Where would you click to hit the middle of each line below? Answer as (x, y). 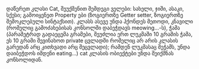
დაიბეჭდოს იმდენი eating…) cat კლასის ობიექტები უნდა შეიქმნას (90, 53)
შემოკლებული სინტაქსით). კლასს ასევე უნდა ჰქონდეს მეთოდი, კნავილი (100, 21)
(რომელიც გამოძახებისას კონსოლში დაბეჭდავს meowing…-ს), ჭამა (93, 28)
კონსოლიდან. (24, 60)
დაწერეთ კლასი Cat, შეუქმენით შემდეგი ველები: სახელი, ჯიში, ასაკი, (95, 9)
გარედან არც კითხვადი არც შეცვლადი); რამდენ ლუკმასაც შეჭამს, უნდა (98, 47)
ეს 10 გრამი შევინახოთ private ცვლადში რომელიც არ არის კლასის (92, 40)
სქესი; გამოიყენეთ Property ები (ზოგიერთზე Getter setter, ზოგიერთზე (95, 15)
